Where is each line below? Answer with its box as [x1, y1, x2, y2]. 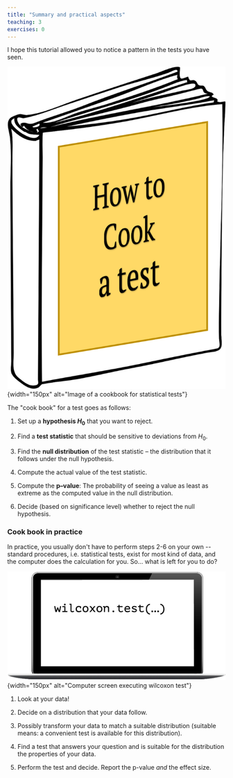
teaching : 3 [7, 18, 42, 26]
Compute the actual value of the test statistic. [17, 468, 148, 476]
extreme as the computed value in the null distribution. [17, 489, 173, 497]
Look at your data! [17, 694, 69, 703]
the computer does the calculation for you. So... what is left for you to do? [7, 557, 218, 565]
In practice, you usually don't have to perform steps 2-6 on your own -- [7, 542, 212, 551]
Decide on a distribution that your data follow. [17, 708, 148, 716]
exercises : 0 [7, 26, 45, 33]
